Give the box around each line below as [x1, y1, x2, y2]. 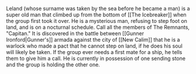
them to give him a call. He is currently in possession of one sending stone [6, 55, 186, 62]
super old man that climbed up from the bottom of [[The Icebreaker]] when [6, 11, 187, 18]
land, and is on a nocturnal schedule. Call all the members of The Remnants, [6, 23, 190, 31]
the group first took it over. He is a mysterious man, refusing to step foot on [6, 18, 187, 24]
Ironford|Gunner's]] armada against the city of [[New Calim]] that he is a [6, 36, 180, 43]
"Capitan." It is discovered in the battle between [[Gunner [6, 30, 145, 37]
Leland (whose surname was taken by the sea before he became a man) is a [6, 5, 190, 12]
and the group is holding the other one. [6, 61, 101, 68]
